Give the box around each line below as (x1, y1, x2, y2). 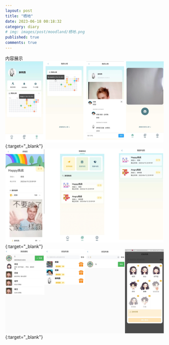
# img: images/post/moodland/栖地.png (5, 29, 85, 35)
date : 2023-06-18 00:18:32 (5, 19, 62, 24)
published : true (5, 35, 39, 40)
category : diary (5, 24, 39, 29)
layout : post (5, 8, 33, 13)
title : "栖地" (5, 13, 34, 19)
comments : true (5, 40, 37, 45)
